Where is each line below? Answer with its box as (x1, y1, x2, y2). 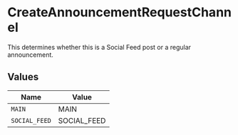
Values (7, 71, 39, 83)
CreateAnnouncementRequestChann (7, 4, 232, 21)
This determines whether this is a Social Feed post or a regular (7, 43, 191, 51)
